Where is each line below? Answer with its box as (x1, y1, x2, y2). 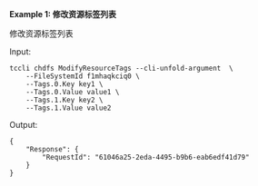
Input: (9, 46, 32, 57)
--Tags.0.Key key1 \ (25, 80, 104, 89)
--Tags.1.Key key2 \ (25, 95, 104, 104)
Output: (9, 120, 38, 130)
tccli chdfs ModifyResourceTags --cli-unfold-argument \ (9, 64, 233, 73)
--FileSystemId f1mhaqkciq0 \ (25, 72, 141, 81)
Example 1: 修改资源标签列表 (9, 9, 116, 19)
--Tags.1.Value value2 (25, 103, 112, 113)
